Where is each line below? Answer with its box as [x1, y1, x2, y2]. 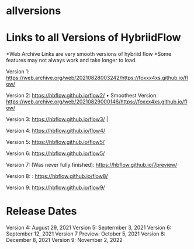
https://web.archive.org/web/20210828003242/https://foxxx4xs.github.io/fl [6, 75, 188, 82]
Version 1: [6, 68, 30, 75]
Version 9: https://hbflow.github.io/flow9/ [6, 184, 105, 191]
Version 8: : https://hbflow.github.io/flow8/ [6, 173, 108, 180]
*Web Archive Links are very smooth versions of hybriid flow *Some [6, 51, 172, 58]
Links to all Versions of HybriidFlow [6, 31, 181, 45]
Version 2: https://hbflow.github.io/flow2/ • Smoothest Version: [6, 92, 158, 99]
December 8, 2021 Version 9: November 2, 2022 [6, 237, 123, 244]
